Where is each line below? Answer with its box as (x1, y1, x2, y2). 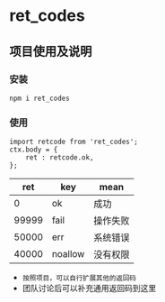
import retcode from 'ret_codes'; (9, 137, 139, 147)
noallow (51, 248, 85, 261)
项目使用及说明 (9, 43, 92, 59)
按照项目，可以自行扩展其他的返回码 (22, 274, 136, 283)
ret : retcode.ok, (25, 153, 94, 162)
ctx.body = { (9, 145, 58, 154)
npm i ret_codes (9, 94, 70, 103)
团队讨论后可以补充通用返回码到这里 (22, 283, 157, 294)
